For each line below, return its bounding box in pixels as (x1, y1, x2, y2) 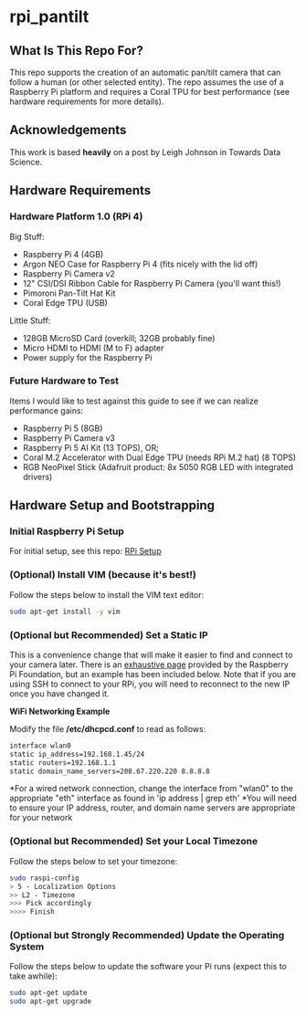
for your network (9, 812, 73, 823)
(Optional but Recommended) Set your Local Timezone (9, 835, 259, 848)
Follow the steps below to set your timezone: (9, 855, 178, 866)
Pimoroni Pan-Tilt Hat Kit (22, 288, 116, 298)
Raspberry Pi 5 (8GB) (22, 423, 103, 434)
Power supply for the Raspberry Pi (22, 351, 153, 362)
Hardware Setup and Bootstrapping (9, 497, 215, 513)
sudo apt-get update (9, 989, 89, 998)
